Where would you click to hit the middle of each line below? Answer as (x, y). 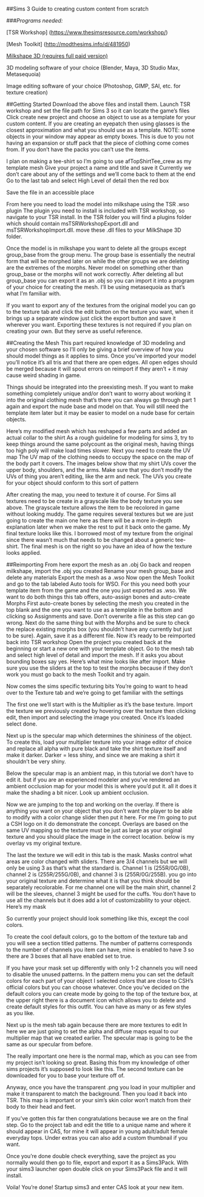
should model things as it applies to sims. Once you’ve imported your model (101, 356)
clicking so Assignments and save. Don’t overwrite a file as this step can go (101, 616)
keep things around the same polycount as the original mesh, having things (100, 444)
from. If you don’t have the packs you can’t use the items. (78, 149)
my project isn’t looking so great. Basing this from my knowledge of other (98, 1063)
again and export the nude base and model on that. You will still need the (97, 406)
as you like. (20, 1013)
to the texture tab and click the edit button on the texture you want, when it (100, 312)
